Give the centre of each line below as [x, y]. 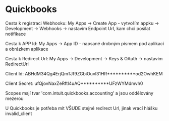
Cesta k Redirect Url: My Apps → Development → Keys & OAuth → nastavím [84, 58]
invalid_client [19, 113]
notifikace [16, 34]
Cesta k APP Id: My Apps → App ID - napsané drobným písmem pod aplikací [85, 43]
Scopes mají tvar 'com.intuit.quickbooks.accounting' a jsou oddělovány [79, 93]
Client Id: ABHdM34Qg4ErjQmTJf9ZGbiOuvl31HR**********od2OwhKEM [84, 73]
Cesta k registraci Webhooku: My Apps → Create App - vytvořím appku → [82, 23]
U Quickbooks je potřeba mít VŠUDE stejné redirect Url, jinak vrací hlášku [81, 108]
